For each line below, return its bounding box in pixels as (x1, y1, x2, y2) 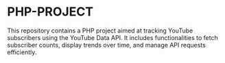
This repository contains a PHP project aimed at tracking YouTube (7, 26, 193, 35)
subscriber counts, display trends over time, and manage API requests (7, 41, 206, 49)
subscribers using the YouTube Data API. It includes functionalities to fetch (7, 33, 218, 41)
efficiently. (7, 48, 37, 56)
